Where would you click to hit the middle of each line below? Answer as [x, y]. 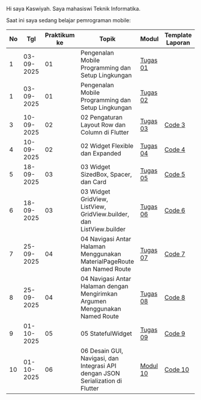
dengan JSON [100, 373]
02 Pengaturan [101, 117]
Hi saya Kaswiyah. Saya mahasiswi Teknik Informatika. [73, 9]
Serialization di [101, 381]
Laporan [178, 43]
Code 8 [175, 298]
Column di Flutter [105, 132]
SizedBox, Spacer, [106, 174]
